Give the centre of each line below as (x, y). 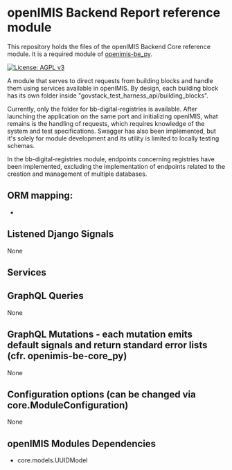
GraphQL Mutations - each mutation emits (100, 335)
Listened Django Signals (61, 234)
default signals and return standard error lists (107, 345)
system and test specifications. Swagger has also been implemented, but (112, 131)
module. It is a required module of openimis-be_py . (80, 54)
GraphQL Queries (46, 296)
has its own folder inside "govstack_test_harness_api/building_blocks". (108, 96)
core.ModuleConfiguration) (68, 405)
